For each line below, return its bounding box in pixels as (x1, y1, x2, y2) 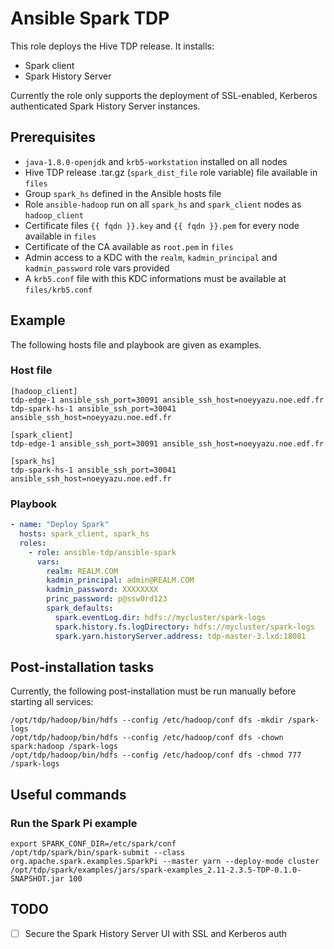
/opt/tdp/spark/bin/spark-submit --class (10, 848, 186, 858)
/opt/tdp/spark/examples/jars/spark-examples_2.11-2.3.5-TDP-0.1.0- (10, 865, 302, 876)
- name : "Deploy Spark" (10, 520, 110, 530)
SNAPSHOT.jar (10, 874, 65, 884)
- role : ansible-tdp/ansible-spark (28, 547, 177, 557)
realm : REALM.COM (46, 566, 118, 576)
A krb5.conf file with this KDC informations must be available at (24, 272, 287, 284)
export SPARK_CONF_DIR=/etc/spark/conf (10, 839, 177, 849)
